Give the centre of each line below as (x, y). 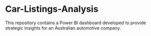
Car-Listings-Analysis (52, 9)
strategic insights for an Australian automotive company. (63, 28)
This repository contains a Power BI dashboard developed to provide (75, 23)
